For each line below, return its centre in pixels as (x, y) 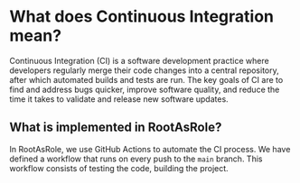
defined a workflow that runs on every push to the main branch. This (136, 159)
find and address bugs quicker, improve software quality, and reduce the (145, 89)
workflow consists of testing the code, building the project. (119, 168)
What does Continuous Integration (141, 17)
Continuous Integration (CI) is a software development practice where (139, 60)
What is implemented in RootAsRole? (116, 128)
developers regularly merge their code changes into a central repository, (144, 70)
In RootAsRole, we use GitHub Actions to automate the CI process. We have (150, 149)
